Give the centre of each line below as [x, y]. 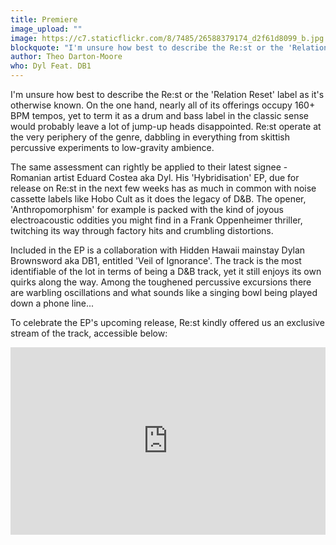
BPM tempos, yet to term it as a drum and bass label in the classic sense [159, 115]
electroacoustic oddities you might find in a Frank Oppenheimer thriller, [156, 220]
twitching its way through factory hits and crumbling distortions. [142, 230]
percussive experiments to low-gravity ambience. [112, 147]
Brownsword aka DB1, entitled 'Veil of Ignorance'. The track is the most [156, 260]
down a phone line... [52, 303]
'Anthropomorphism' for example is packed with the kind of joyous [147, 209]
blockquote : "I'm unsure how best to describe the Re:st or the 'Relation [169, 47]
